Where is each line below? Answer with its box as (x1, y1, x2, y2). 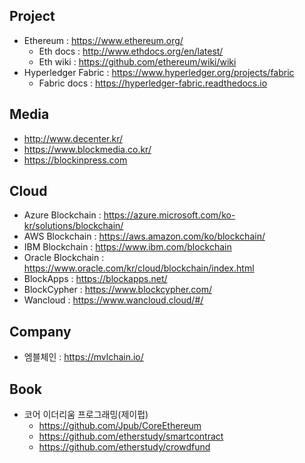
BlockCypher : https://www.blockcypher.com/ (23, 284, 213, 296)
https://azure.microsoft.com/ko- (103, 209, 236, 221)
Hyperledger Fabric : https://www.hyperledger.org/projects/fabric (23, 66, 295, 78)
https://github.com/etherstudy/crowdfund (38, 441, 211, 453)
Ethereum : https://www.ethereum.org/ (23, 34, 184, 46)
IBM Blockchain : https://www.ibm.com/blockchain (23, 241, 232, 253)
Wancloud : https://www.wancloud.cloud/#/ (23, 294, 204, 306)
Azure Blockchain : (23, 209, 102, 221)
